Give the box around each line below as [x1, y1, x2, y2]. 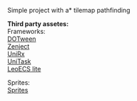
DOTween [7, 35, 37, 43]
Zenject [7, 42, 30, 50]
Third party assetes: [7, 20, 69, 28]
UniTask [7, 57, 32, 66]
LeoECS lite [7, 65, 41, 73]
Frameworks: [7, 28, 46, 35]
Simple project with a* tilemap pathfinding [7, 6, 131, 14]
